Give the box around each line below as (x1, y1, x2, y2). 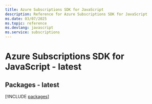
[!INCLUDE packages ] (5, 94, 49, 99)
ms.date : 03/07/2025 (5, 16, 47, 21)
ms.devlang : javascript (5, 25, 54, 30)
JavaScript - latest (5, 62, 82, 72)
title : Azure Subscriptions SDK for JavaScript (5, 7, 104, 12)
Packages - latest (5, 81, 60, 89)
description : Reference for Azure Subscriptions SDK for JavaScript (5, 12, 148, 17)
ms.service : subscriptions (5, 30, 60, 35)
